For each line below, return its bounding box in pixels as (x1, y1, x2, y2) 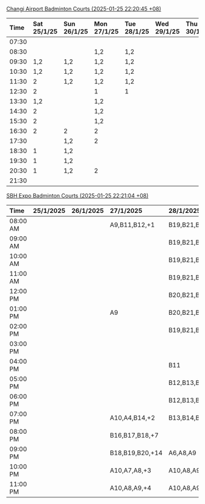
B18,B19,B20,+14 (109, 448, 163, 457)
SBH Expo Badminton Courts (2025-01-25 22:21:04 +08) (6, 192, 149, 199)
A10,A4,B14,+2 (109, 414, 156, 422)
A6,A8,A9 (168, 448, 196, 457)
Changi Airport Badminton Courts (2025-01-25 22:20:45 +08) (6, 5, 162, 12)
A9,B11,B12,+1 (109, 221, 155, 229)
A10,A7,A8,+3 (109, 466, 151, 475)
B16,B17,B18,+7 (109, 431, 159, 439)
